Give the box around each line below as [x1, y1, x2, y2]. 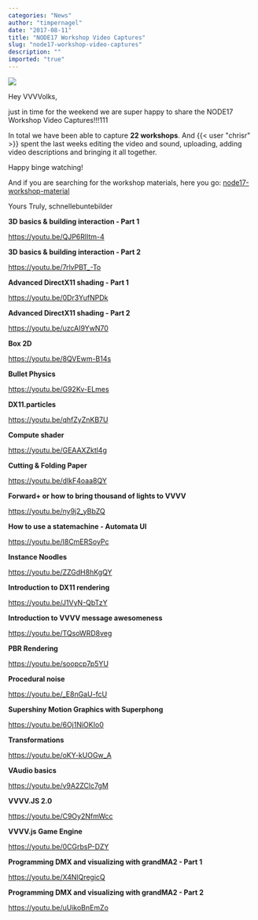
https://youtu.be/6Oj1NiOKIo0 [8, 719, 104, 729]
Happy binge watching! [8, 162, 84, 172]
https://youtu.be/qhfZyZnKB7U [8, 415, 109, 424]
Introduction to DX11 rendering [8, 582, 110, 592]
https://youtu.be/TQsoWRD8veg [8, 628, 112, 637]
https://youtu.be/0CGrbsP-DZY [8, 841, 109, 851]
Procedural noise [8, 674, 65, 683]
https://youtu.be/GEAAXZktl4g [8, 445, 108, 455]
